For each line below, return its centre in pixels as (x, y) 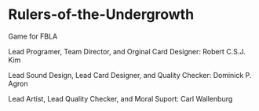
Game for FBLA (33, 36)
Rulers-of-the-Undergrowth (101, 15)
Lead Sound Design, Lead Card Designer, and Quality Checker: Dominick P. (130, 75)
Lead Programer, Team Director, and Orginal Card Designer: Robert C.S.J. (127, 51)
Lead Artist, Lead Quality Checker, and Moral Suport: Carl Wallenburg (120, 98)
